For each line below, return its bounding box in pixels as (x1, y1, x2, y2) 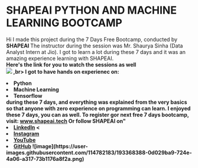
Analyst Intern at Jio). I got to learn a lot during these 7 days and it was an (6, 48, 186, 55)
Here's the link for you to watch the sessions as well (6, 61, 137, 68)
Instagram (14, 130, 40, 137)
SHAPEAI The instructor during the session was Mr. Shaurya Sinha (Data (6, 42, 183, 49)
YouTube (14, 136, 36, 143)
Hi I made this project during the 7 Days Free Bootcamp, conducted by (6, 36, 178, 43)
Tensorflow (14, 92, 43, 99)
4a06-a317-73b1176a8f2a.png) (6, 155, 85, 162)
